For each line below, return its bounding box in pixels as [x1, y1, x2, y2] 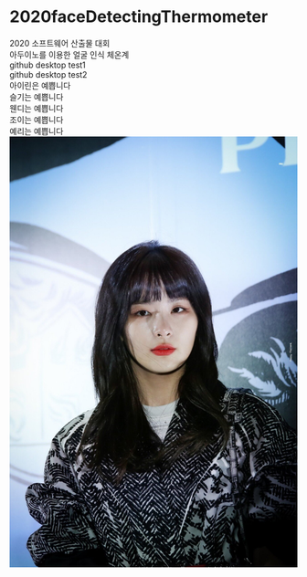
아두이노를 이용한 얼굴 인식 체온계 [9, 48, 130, 60]
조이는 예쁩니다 [9, 114, 64, 125]
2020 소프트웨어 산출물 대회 [9, 37, 111, 48]
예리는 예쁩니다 [9, 125, 64, 136]
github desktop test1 [9, 59, 87, 70]
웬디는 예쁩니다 [9, 102, 64, 113]
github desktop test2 [9, 68, 88, 79]
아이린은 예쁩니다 [9, 79, 71, 90]
